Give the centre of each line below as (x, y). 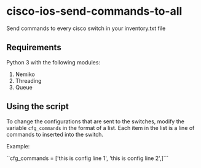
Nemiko (25, 74)
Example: (18, 146)
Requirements (34, 48)
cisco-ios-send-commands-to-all (94, 11)
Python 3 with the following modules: (53, 62)
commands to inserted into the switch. (55, 134)
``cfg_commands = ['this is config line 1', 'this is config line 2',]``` (88, 158)
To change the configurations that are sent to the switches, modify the (95, 121)
